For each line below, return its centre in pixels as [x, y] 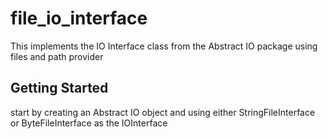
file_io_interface [79, 18]
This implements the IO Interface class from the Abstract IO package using [164, 46]
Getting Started [59, 88]
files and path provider [57, 56]
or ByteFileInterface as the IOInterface [89, 123]
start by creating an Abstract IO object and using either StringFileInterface [163, 112]
